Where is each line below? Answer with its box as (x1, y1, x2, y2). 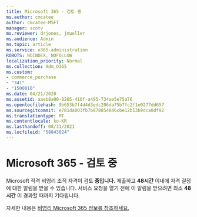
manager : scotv (6, 25, 44, 31)
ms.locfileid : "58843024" (6, 129, 69, 136)
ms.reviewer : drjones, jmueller (6, 31, 85, 37)
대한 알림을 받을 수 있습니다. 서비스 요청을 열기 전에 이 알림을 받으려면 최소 (12, 184, 183, 192)
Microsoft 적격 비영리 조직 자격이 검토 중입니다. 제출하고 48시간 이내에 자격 (6, 177, 181, 184)
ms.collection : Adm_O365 (6, 63, 67, 70)
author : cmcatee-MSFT (6, 19, 59, 25)
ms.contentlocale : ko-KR (6, 119, 67, 124)
